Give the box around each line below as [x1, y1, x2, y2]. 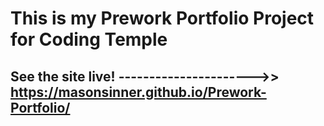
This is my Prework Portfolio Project [10, 7, 315, 30]
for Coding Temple [10, 28, 168, 51]
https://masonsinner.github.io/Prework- [10, 83, 267, 101]
